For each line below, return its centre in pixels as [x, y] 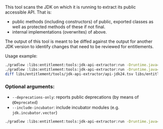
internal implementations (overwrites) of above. [59, 32]
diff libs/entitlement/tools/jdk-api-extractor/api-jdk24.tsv [69, 74]
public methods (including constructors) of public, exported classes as [83, 22]
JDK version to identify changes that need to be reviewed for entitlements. [79, 46]
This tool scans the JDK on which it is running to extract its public [70, 7]
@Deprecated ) [25, 102]
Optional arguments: [30, 86]
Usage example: [21, 56]
